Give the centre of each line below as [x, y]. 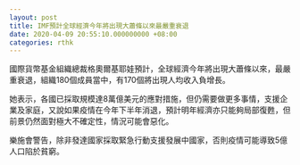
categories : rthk [42, 42]
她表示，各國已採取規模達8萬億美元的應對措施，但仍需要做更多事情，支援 [145, 99]
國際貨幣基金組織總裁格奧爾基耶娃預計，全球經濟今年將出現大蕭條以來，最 [146, 69]
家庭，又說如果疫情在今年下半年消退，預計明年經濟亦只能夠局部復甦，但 [158, 110]
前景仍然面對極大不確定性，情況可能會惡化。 [92, 121]
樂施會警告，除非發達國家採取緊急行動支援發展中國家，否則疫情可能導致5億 [149, 140]
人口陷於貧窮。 [37, 152]
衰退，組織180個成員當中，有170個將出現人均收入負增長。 [123, 80]
